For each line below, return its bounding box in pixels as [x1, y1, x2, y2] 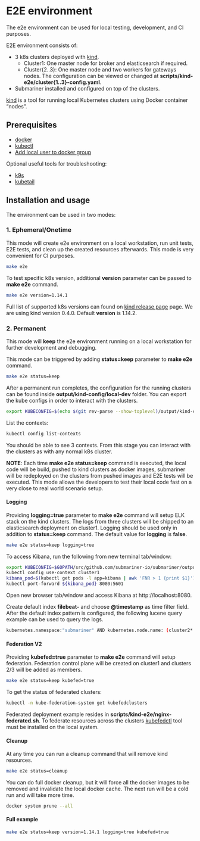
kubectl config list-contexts [6, 431, 82, 437]
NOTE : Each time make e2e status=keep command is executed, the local [6, 459, 186, 466]
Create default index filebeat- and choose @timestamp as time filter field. [6, 603, 189, 610]
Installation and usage [6, 195, 90, 205]
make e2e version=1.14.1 [6, 292, 68, 298]
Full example [6, 816, 39, 823]
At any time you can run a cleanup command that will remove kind [6, 750, 168, 758]
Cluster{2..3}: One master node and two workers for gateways [23, 66, 177, 73]
